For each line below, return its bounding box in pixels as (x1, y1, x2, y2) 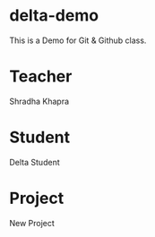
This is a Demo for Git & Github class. (9, 35, 147, 46)
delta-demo (9, 5, 99, 26)
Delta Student (9, 157, 60, 167)
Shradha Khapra (9, 96, 70, 106)
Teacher (9, 66, 73, 87)
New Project (9, 217, 56, 228)
